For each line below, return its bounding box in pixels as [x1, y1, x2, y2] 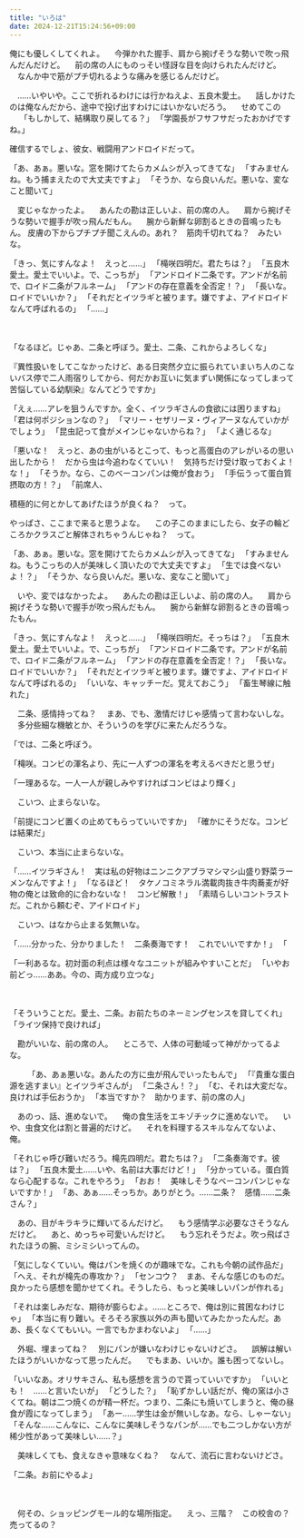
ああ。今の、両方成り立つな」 [46, 968, 159, 980]
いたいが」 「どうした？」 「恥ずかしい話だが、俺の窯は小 [63, 1385, 282, 1396]
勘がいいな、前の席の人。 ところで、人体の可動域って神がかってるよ [16, 1038, 281, 1049]
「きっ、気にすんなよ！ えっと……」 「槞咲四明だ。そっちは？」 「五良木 [9, 632, 290, 642]
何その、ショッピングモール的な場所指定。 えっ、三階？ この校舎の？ [16, 1507, 290, 1518]
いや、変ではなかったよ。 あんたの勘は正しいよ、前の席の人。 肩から [16, 590, 292, 601]
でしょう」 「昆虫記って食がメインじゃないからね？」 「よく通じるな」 [9, 426, 277, 436]
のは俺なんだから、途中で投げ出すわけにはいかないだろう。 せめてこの [9, 101, 281, 112]
